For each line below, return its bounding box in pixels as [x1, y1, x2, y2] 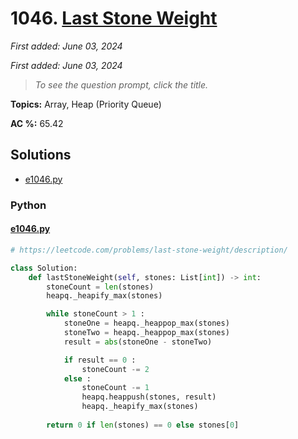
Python [10, 198, 47, 212]
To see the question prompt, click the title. [34, 78, 209, 91]
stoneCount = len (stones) [46, 282, 155, 292]
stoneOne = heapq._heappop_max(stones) [63, 318, 230, 329]
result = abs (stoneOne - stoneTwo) [63, 337, 213, 347]
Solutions [10, 147, 72, 164]
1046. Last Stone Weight [10, 7, 218, 30]
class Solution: [10, 263, 78, 273]
